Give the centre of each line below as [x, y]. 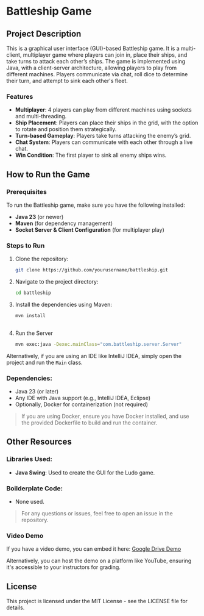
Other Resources [39, 442]
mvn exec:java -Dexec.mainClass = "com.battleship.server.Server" [98, 344]
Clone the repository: [42, 259]
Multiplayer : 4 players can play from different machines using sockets [103, 110]
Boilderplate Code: [34, 488]
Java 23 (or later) [37, 391]
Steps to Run [26, 245]
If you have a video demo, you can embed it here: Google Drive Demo [94, 549]
